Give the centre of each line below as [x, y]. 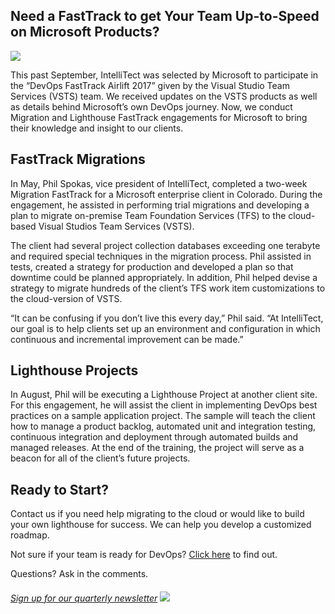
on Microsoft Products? [85, 32]
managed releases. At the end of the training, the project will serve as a [157, 448]
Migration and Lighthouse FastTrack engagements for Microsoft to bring [159, 117]
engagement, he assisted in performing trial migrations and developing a [160, 205]
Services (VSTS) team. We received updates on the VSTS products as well [164, 96]
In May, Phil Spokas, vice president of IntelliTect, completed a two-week [159, 183]
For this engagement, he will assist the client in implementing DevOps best [164, 405]
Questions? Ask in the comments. [79, 574]
